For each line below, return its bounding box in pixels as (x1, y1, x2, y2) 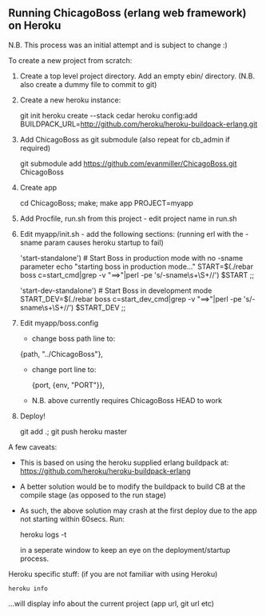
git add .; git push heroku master (19, 426, 128, 436)
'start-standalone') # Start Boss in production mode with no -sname (19, 253, 244, 262)
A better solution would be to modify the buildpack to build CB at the (19, 482, 246, 491)
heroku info (8, 584, 48, 593)
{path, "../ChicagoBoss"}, (19, 349, 104, 358)
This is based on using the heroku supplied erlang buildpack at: (19, 458, 229, 467)
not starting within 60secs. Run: (19, 514, 125, 523)
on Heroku (8, 19, 62, 33)
